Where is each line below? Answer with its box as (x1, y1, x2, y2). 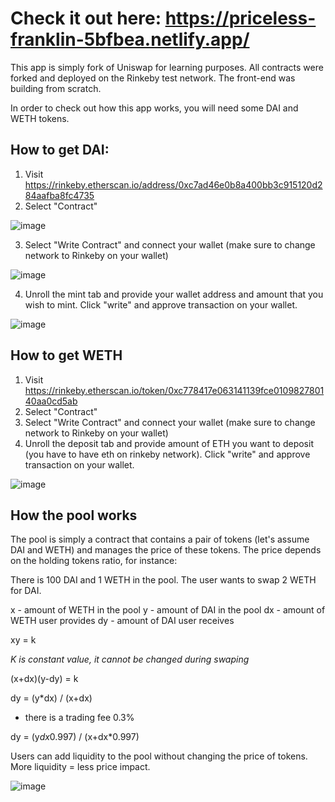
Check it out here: (10, 7, 162, 30)
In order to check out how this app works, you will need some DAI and (10, 102, 299, 114)
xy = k (10, 634, 37, 646)
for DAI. (10, 585, 42, 597)
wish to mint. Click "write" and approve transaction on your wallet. (24, 298, 298, 311)
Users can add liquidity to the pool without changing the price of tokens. (10, 750, 308, 762)
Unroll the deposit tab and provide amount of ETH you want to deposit (24, 437, 314, 449)
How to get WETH (10, 347, 123, 364)
